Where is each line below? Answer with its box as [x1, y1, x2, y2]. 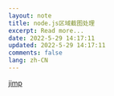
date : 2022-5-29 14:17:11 [8, 34, 95, 42]
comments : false [8, 49, 63, 57]
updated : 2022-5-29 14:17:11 [8, 42, 106, 50]
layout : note [8, 11, 52, 20]
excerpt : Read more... [8, 26, 84, 34]
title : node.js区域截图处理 [8, 19, 95, 27]
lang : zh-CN [8, 57, 48, 65]
